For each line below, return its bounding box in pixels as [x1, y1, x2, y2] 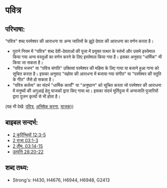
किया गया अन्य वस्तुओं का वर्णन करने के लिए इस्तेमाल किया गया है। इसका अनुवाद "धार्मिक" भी [12, 54, 162, 60]
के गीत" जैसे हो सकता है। [12, 76, 54, 82]
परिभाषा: [5, 25, 25, 33]
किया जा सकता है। [12, 60, 44, 65]
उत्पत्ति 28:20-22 [12, 148, 44, 155]
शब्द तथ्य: [5, 163, 29, 172]
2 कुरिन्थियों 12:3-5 [12, 132, 46, 138]
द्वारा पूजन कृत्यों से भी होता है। [12, 93, 61, 100]
